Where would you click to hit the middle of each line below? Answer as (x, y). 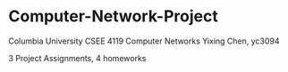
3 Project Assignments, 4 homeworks (77, 58)
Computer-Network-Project (113, 16)
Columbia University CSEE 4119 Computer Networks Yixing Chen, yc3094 (144, 41)
